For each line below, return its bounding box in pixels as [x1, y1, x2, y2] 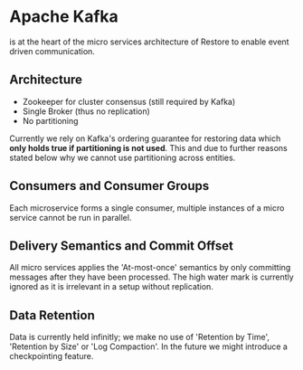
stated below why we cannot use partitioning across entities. [9, 152, 236, 163]
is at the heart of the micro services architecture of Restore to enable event [9, 36, 289, 47]
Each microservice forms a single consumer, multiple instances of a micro [9, 202, 285, 213]
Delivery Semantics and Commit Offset [9, 238, 233, 253]
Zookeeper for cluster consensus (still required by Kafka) [22, 96, 236, 107]
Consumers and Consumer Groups [9, 178, 210, 194]
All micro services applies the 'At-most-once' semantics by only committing [9, 262, 291, 273]
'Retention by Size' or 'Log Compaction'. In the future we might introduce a [9, 341, 288, 352]
